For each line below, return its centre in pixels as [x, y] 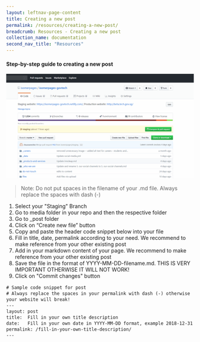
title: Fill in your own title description [62, 318]
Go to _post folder [37, 219]
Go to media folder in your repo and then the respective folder [91, 212]
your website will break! [38, 300]
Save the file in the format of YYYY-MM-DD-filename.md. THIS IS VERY [102, 263]
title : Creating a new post [41, 19]
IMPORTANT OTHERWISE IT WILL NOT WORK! [72, 270]
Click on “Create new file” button [55, 225]
